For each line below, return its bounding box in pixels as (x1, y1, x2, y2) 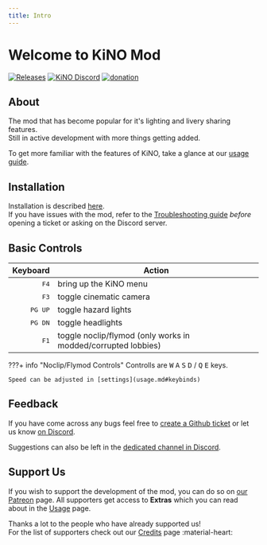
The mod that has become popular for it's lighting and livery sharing (8, 116, 230, 126)
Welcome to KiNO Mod (8, 45, 161, 64)
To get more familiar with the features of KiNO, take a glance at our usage (8, 149, 250, 158)
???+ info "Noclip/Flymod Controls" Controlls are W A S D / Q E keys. (8, 360, 229, 370)
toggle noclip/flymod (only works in (57, 330, 191, 341)
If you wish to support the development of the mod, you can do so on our (8, 486, 248, 496)
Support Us (8, 465, 66, 479)
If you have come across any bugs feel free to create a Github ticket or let (8, 418, 250, 428)
